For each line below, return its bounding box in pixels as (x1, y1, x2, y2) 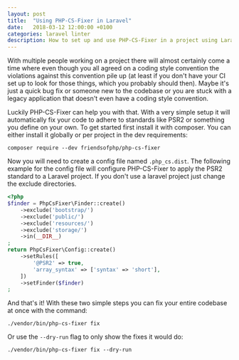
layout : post (7, 10, 46, 18)
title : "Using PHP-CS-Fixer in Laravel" (7, 17, 132, 24)
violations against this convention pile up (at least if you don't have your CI (7, 72, 226, 80)
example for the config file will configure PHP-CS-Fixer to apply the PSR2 (7, 164, 223, 173)
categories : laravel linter (7, 30, 91, 38)
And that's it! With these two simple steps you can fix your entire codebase (7, 299, 228, 307)
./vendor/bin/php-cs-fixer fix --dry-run (7, 346, 132, 354)
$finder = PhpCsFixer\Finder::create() (7, 200, 126, 207)
